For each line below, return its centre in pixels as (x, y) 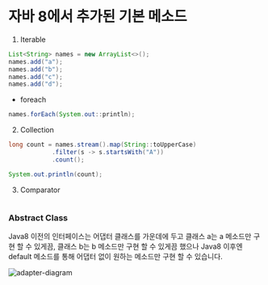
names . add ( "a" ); (36, 61)
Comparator (40, 190)
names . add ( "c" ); (36, 77)
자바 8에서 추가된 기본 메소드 (98, 17)
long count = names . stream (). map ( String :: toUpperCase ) (103, 145)
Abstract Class (38, 217)
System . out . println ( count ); (56, 174)
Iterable (33, 39)
